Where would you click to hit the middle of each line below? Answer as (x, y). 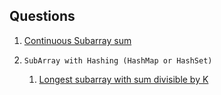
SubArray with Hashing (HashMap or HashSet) (118, 60)
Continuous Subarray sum (77, 40)
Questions (42, 16)
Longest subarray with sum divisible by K (123, 79)
